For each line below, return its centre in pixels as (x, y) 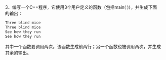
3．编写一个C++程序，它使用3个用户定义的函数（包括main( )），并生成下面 (81, 7)
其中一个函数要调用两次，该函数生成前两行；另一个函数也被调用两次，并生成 (83, 46)
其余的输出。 (18, 53)
